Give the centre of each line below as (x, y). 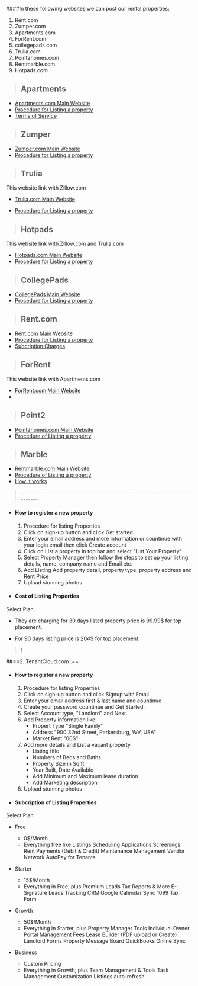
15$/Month (37, 880)
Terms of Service (36, 115)
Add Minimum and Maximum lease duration (85, 776)
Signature (35, 893)
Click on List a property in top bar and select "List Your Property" (103, 551)
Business (26, 952)
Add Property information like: (60, 720)
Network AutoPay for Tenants (59, 857)
